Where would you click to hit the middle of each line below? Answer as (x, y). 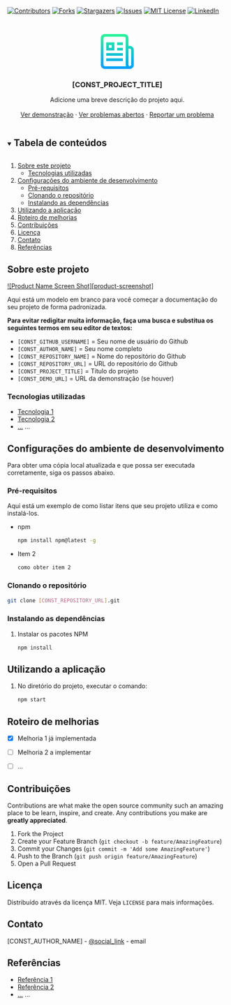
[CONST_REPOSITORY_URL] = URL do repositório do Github (97, 364)
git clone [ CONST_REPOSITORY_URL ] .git (64, 601)
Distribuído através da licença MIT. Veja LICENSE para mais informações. (111, 902)
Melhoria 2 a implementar (54, 752)
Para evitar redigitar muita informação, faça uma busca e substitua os (111, 320)
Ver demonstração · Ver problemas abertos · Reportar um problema (117, 114)
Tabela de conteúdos (60, 143)
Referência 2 (36, 987)
